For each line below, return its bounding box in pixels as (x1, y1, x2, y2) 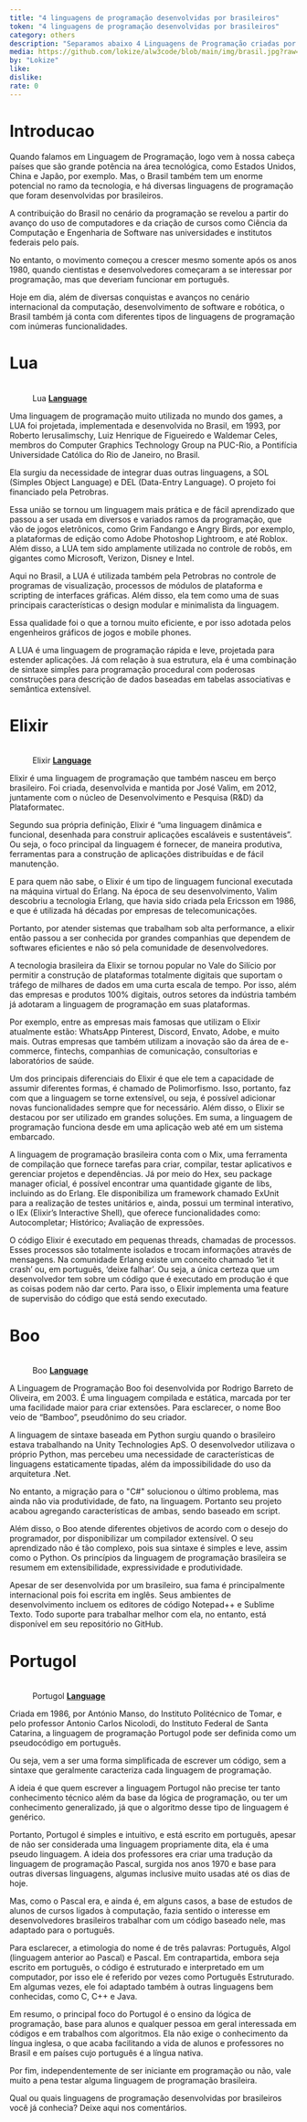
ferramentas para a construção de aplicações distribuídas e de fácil (9, 849, 264, 860)
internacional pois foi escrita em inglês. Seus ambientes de (9, 1589, 231, 1600)
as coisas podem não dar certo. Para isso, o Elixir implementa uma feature (9, 1283, 290, 1294)
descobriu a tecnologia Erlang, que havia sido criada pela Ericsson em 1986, (9, 896, 297, 907)
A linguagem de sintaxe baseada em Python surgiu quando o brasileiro (9, 1429, 276, 1440)
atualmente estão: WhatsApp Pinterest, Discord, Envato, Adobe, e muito (9, 1026, 281, 1037)
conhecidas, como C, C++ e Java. (9, 1991, 138, 2002)
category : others (9, 30, 76, 39)
